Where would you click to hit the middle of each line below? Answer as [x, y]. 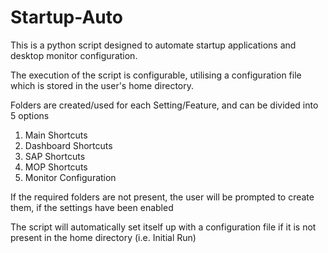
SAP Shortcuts [55, 156]
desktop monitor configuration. [74, 55]
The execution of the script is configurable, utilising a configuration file [156, 75]
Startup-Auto [66, 17]
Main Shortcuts [56, 135]
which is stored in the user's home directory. [102, 85]
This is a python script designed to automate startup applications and [153, 45]
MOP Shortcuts [56, 167]
